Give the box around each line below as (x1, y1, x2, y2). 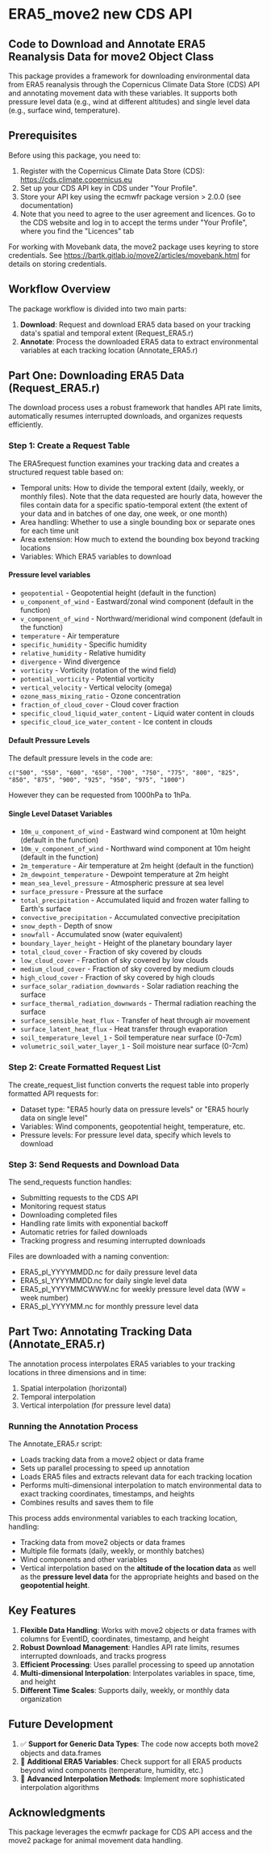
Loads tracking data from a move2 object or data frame (19, 1454, 204, 1464)
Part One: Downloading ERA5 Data (8, 369, 185, 382)
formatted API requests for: (8, 1088, 99, 1098)
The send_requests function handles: (8, 1177, 132, 1187)
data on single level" (19, 1112, 89, 1122)
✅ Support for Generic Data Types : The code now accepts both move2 (19, 1739, 259, 1749)
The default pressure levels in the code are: (8, 753, 153, 763)
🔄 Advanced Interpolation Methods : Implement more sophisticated (19, 1774, 245, 1783)
